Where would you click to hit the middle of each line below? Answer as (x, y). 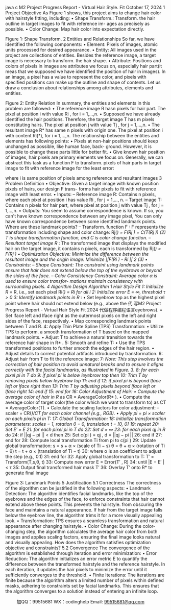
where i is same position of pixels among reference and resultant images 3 (84, 178)
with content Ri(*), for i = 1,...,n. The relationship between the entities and (82, 136)
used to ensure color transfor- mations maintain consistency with (74, 281)
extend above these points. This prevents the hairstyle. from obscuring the (84, 504)
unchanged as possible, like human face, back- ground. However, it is (79, 147)
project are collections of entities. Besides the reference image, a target (81, 55)
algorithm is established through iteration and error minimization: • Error (81, 553)
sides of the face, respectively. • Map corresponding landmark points (78, 321)
